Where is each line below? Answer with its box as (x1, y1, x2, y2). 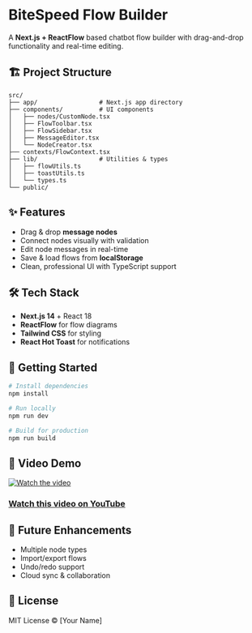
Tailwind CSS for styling (19, 328, 102, 338)
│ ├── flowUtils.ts (8, 162, 82, 170)
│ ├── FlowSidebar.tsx (8, 126, 92, 135)
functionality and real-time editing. (8, 41, 124, 50)
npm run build (8, 434, 57, 443)
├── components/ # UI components (8, 105, 154, 113)
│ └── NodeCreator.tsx (8, 140, 92, 149)
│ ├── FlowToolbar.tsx (8, 119, 92, 127)
